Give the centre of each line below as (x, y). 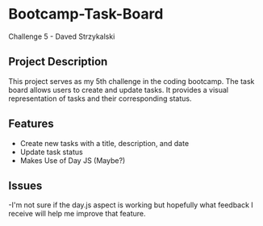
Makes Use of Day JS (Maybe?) (73, 160)
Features (31, 124)
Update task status (51, 152)
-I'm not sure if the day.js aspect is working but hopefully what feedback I (131, 205)
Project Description (58, 62)
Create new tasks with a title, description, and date (104, 143)
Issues (25, 185)
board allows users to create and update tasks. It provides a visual (118, 90)
